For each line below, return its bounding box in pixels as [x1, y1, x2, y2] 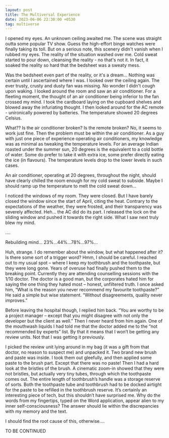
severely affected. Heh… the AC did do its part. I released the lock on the [5, 209, 156, 215]
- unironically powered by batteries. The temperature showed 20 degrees [5, 110, 158, 116]
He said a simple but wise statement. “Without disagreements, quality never [5, 292, 163, 298]
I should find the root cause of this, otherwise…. [5, 418, 105, 424]
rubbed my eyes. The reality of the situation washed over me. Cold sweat [5, 52, 157, 58]
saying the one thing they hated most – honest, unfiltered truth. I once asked [5, 281, 164, 287]
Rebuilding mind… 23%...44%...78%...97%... [5, 239, 98, 245]
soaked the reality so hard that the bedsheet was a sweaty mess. [5, 62, 140, 68]
